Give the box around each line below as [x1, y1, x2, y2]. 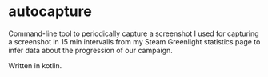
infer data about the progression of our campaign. [8, 45, 174, 55]
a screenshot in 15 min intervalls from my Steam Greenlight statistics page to [8, 37, 261, 46]
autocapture [8, 2, 92, 21]
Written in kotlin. [8, 60, 62, 70]
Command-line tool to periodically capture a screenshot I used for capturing [8, 29, 259, 38]
